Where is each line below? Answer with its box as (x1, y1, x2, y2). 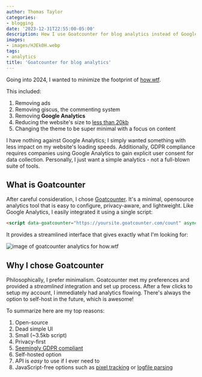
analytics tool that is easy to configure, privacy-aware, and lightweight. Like (6, 202, 194, 209)
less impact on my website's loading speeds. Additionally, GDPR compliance (6, 143, 195, 150)
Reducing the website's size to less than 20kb (14, 118, 129, 125)
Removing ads (14, 99, 51, 106)
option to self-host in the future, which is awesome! (6, 296, 134, 302)
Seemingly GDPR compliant (14, 344, 84, 352)
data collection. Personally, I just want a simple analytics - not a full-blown (6, 156, 191, 163)
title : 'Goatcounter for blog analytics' (6, 59, 112, 65)
